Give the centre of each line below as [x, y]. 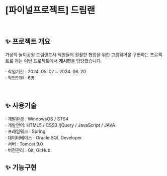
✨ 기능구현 [21, 167]
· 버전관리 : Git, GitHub [28, 150]
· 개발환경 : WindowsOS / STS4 [37, 119]
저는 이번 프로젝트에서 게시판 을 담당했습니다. [58, 61]
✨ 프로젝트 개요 [28, 41]
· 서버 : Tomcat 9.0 [24, 144]
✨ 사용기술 [21, 106]
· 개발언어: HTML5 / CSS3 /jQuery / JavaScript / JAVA [60, 125]
